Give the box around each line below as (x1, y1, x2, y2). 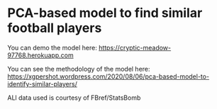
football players (7, 20, 102, 36)
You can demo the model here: (7, 43, 97, 52)
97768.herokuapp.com (7, 51, 74, 59)
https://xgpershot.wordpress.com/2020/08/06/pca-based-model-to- (7, 72, 210, 81)
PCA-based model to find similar (7, 5, 203, 21)
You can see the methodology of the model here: (7, 64, 150, 73)
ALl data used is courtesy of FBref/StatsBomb (7, 93, 141, 102)
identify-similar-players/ (7, 79, 78, 88)
